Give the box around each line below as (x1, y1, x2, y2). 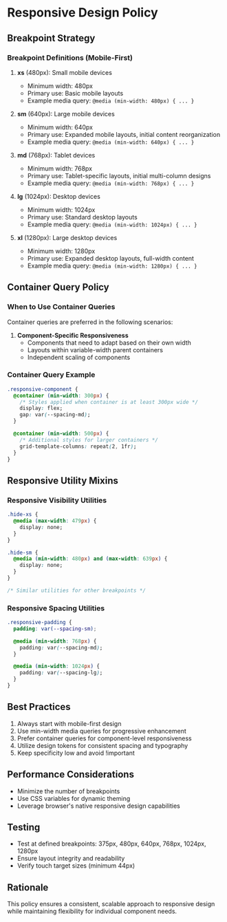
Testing (7, 821, 41, 833)
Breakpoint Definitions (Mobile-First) (7, 53, 133, 63)
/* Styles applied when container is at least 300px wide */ (19, 398, 198, 405)
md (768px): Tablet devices (17, 151, 96, 159)
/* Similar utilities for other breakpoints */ (7, 587, 147, 594)
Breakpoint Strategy (7, 32, 96, 44)
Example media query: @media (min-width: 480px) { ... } (27, 96, 195, 105)
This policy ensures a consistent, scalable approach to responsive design (7, 900, 215, 908)
